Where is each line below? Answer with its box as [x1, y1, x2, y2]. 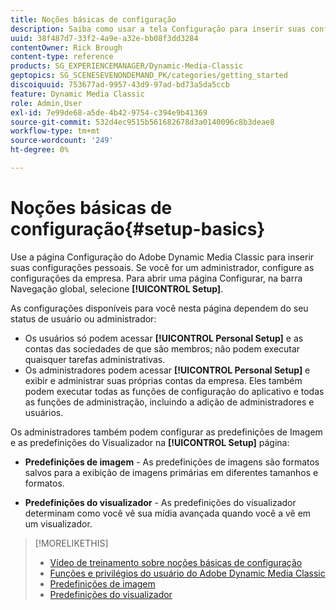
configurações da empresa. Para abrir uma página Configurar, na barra [10, 272, 303, 284]
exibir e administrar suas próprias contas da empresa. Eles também [24, 374, 303, 386]
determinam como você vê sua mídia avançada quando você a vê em [24, 507, 312, 519]
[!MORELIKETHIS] [34, 537, 109, 549]
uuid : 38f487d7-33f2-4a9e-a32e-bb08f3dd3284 [10, 33, 199, 43]
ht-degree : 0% [10, 145, 70, 155]
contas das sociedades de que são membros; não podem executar [24, 342, 301, 355]
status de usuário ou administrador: [10, 312, 157, 325]
